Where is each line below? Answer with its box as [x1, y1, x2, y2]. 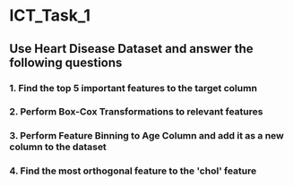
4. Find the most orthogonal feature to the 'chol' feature [9, 165, 257, 177]
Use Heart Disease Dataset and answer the [9, 41, 254, 56]
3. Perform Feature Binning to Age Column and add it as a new [9, 130, 285, 142]
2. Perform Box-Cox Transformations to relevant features [9, 106, 263, 118]
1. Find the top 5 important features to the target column [9, 81, 258, 94]
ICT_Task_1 [9, 5, 91, 26]
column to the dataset [9, 140, 108, 153]
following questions [9, 55, 123, 70]
